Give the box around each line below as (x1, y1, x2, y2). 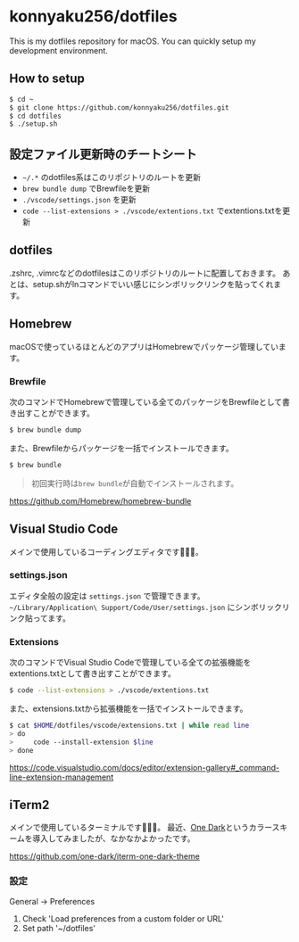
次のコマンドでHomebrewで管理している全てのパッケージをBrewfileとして (9, 396, 283, 407)
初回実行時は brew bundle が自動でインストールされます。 (30, 477, 239, 488)
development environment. (9, 45, 109, 55)
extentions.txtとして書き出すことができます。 (9, 668, 176, 679)
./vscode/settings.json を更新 (21, 194, 137, 205)
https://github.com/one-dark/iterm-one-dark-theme (9, 851, 201, 862)
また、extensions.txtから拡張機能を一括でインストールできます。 (9, 703, 248, 715)
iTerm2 (9, 797, 50, 813)
